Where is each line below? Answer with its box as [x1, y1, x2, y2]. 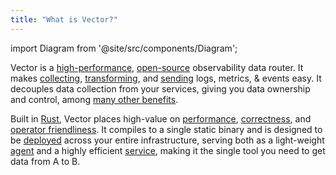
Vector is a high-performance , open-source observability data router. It [10, 61, 304, 73]
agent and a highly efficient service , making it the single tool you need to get [10, 144, 326, 156]
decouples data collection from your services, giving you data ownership [10, 82, 311, 95]
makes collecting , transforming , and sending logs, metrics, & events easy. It [10, 72, 322, 84]
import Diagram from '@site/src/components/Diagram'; [10, 42, 238, 54]
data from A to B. [10, 155, 81, 167]
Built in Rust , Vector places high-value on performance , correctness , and [10, 112, 312, 125]
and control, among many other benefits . [10, 93, 179, 105]
